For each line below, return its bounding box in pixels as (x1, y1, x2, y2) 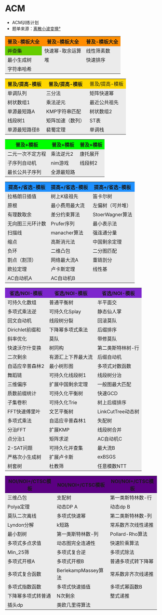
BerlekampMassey (56, 567, 99, 574)
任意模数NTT (97, 463, 127, 469)
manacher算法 (51, 229, 83, 236)
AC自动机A (7, 275, 32, 281)
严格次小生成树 (7, 453, 42, 460)
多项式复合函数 (7, 570, 42, 577)
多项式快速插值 (56, 583, 91, 590)
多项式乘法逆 (7, 308, 37, 315)
